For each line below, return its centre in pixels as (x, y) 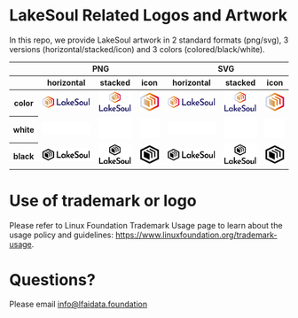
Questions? (52, 279)
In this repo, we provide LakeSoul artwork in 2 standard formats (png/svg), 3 (149, 40)
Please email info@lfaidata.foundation (78, 304)
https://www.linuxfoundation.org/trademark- (196, 235)
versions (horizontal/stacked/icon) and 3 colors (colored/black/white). (137, 49)
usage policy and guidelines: (61, 235)
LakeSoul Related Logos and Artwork (149, 16)
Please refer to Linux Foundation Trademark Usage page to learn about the (146, 225)
